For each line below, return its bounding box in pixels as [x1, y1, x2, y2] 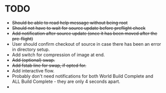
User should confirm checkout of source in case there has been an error [11, 41, 161, 47]
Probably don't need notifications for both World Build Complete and [11, 73, 153, 79]
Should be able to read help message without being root [11, 20, 128, 26]
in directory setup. [11, 46, 50, 52]
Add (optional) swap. [11, 57, 55, 63]
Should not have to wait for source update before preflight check [11, 25, 146, 31]
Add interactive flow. [11, 67, 54, 73]
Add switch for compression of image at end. [11, 51, 105, 58]
